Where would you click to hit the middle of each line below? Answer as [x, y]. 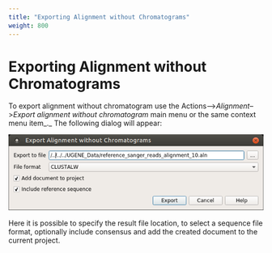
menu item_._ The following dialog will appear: [85, 123]
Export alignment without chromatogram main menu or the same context [135, 115]
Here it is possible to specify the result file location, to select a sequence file [136, 223]
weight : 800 [28, 25]
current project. [34, 240]
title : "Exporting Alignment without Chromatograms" [99, 17]
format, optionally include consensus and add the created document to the [133, 232]
